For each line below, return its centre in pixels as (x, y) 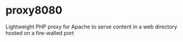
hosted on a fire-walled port (40, 33)
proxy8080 (34, 10)
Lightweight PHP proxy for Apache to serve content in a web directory (91, 27)
